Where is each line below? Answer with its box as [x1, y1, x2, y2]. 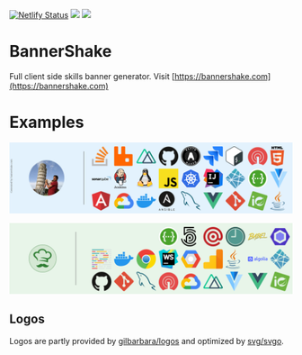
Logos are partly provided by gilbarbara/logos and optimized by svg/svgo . [9, 335, 285, 346]
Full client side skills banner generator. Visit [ [9, 70, 175, 81]
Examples [9, 113, 84, 132]
